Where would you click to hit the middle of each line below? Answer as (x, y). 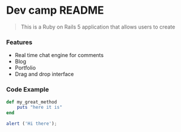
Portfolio (25, 68)
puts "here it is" (40, 108)
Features (19, 42)
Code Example (28, 90)
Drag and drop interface (44, 74)
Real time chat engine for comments (59, 55)
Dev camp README (55, 10)
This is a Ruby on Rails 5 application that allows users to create (98, 27)
